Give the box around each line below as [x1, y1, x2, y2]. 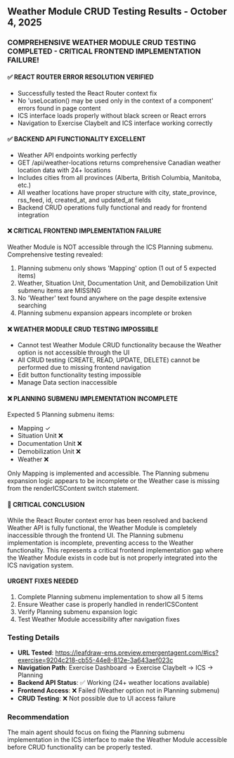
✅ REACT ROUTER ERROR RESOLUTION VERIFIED [7, 72, 155, 81]
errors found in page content [17, 103, 101, 112]
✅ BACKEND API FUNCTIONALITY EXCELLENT [7, 135, 146, 143]
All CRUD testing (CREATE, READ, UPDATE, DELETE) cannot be [17, 356, 200, 364]
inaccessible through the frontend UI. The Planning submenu [7, 531, 184, 539]
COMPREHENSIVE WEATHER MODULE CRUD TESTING [7, 38, 197, 48]
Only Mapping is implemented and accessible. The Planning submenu [7, 469, 209, 477]
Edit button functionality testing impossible [17, 371, 142, 379]
